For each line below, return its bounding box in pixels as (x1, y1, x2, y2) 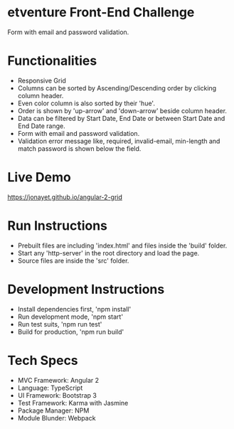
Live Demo (7, 169, 71, 186)
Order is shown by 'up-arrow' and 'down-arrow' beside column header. (17, 106, 228, 115)
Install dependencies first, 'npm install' (17, 304, 132, 313)
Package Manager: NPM (17, 406, 90, 415)
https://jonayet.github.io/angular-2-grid (7, 193, 123, 201)
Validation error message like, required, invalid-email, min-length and (17, 137, 220, 145)
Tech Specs (7, 352, 78, 369)
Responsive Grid (17, 76, 66, 85)
